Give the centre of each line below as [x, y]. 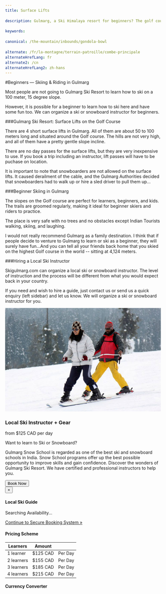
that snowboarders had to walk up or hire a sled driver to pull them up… [78, 182]
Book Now [17, 484]
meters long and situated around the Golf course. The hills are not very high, [83, 136]
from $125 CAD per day [29, 433]
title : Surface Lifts [27, 10]
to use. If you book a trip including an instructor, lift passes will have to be [80, 157]
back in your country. [27, 281]
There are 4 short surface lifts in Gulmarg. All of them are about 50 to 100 [80, 131]
